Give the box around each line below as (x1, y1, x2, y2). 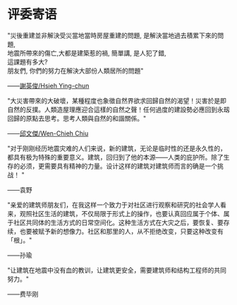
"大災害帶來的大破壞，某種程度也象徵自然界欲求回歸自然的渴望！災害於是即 (7, 96, 227, 104)
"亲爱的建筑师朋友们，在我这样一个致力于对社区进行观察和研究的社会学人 (7, 201, 221, 209)
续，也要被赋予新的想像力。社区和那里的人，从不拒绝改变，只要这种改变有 (7, 227, 224, 235)
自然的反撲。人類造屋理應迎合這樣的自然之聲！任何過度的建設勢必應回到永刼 (7, 105, 230, 114)
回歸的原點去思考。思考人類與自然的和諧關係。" (7, 114, 147, 122)
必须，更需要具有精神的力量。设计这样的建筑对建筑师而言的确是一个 (19, 162, 217, 170)
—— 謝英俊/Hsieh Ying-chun (7, 81, 90, 90)
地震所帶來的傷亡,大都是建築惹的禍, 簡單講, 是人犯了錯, (7, 49, 167, 57)
